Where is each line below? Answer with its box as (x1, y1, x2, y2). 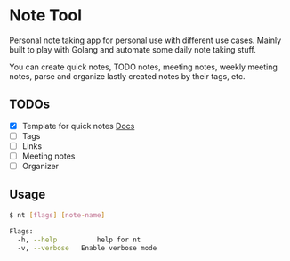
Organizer (21, 161, 60, 171)
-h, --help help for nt (17, 235, 141, 244)
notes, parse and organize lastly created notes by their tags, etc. (9, 70, 246, 81)
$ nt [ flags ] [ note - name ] (9, 210, 105, 219)
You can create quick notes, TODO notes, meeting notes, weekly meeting (9, 61, 278, 72)
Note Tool (9, 5, 83, 26)
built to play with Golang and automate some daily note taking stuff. (9, 44, 256, 54)
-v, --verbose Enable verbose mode (17, 243, 157, 252)
